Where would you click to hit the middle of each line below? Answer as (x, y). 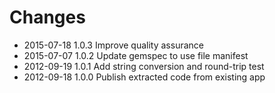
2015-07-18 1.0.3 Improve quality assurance (113, 45)
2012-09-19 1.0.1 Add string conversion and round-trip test (144, 66)
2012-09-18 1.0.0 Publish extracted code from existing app (144, 77)
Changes (47, 17)
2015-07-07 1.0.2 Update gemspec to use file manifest (136, 55)
